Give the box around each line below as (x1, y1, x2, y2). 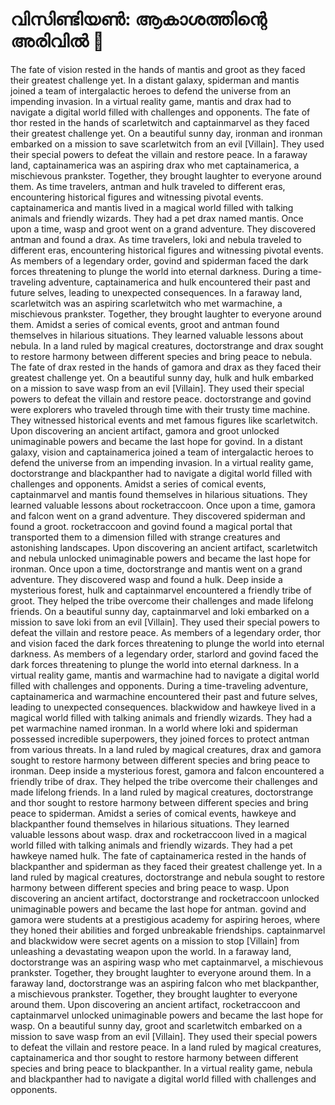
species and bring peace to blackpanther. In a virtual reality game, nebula (10, 1062, 313, 1074)
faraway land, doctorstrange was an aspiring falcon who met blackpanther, (10, 977, 320, 989)
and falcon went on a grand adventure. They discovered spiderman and (10, 509, 306, 522)
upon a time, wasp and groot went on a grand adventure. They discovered (10, 223, 317, 235)
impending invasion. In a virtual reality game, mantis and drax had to (10, 95, 292, 107)
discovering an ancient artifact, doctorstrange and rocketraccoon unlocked (10, 892, 320, 904)
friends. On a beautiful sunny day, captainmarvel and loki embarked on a (10, 605, 310, 617)
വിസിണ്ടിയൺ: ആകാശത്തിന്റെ (10, 8, 267, 31)
